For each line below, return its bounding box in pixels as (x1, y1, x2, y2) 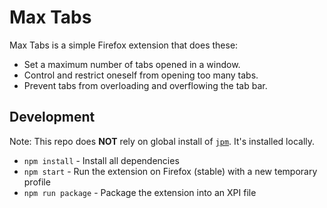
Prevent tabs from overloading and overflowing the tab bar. (23, 79, 268, 91)
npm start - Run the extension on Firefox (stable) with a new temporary (23, 165, 318, 177)
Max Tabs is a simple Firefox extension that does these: (9, 39, 239, 51)
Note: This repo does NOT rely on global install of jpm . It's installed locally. (9, 135, 316, 147)
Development (9, 109, 96, 126)
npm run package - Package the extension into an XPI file (23, 186, 257, 198)
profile (23, 176, 51, 188)
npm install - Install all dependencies (23, 154, 180, 166)
